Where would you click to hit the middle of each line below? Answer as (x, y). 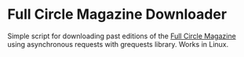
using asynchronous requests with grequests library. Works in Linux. (118, 44)
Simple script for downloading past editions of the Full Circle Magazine (122, 36)
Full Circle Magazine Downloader (117, 14)
